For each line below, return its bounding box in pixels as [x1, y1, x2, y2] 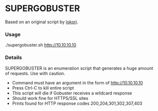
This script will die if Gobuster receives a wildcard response [12, 90, 132, 96]
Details [5, 54, 22, 61]
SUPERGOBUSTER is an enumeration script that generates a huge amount [5, 65, 153, 71]
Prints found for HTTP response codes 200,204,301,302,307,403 [12, 100, 142, 106]
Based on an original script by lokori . [5, 19, 79, 25]
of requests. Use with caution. [5, 70, 66, 76]
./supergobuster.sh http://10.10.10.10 [5, 42, 77, 48]
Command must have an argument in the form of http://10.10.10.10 [12, 79, 143, 85]
